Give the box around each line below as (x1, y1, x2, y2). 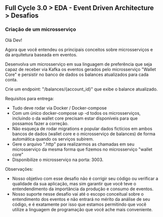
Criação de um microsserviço (5, 26, 76, 33)
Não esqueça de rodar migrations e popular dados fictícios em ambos (12, 126, 152, 131)
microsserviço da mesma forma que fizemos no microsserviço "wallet (12, 146, 153, 152)
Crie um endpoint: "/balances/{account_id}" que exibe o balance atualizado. (5, 86, 158, 92)
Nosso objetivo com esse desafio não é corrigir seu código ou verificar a (12, 175, 159, 181)
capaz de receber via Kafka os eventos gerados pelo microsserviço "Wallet (5, 66, 156, 72)
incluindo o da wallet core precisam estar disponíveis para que (12, 115, 138, 121)
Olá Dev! (5, 37, 22, 43)
